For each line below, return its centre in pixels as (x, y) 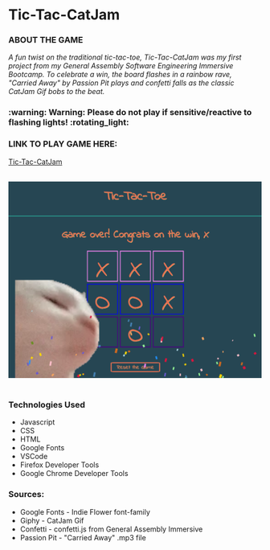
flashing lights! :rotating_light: (69, 122)
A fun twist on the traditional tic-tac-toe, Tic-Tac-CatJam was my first (125, 57)
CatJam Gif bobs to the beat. (57, 92)
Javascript (37, 422)
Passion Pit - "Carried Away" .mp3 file (83, 537)
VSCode (34, 457)
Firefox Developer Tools (59, 465)
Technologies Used (47, 404)
